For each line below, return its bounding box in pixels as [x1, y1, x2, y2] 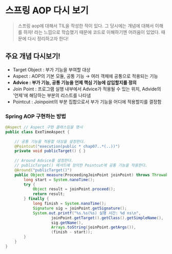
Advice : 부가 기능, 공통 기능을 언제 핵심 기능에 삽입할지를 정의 [12, 79, 137, 85]
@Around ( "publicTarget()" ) [14, 167, 72, 172]
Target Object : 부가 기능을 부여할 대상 [12, 66, 91, 72]
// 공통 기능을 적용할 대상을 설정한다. [14, 139, 86, 144]
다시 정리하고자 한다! [27, 35, 69, 42]
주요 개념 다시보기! [5, 52, 60, 61]
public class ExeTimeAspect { [5, 129, 70, 134]
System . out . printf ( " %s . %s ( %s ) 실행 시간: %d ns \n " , [32, 210, 141, 216]
